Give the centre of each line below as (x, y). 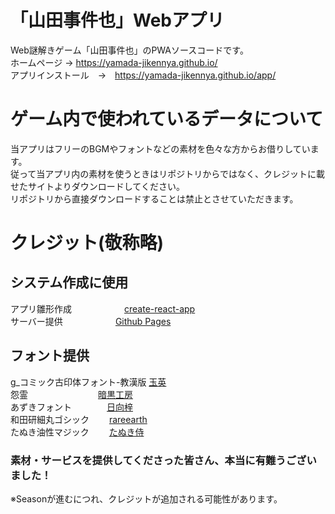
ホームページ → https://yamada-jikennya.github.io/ (114, 62)
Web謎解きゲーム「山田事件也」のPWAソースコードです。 (129, 50)
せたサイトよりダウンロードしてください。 (97, 186)
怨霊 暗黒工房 (71, 394)
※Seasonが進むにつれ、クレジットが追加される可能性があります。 (146, 498)
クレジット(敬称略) (87, 243)
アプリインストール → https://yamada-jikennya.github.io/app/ (143, 75)
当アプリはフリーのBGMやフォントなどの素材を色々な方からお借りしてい (160, 148)
